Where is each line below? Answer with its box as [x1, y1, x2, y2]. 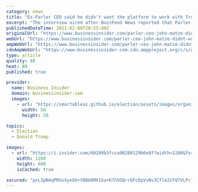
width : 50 [21, 107, 46, 112]
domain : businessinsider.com [11, 91, 83, 97]
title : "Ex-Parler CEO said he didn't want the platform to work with [6, 14, 183, 20]
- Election [11, 128, 38, 134]
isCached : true [16, 166, 54, 173]
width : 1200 [16, 155, 46, 161]
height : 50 [21, 112, 49, 118]
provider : [6, 80, 31, 85]
